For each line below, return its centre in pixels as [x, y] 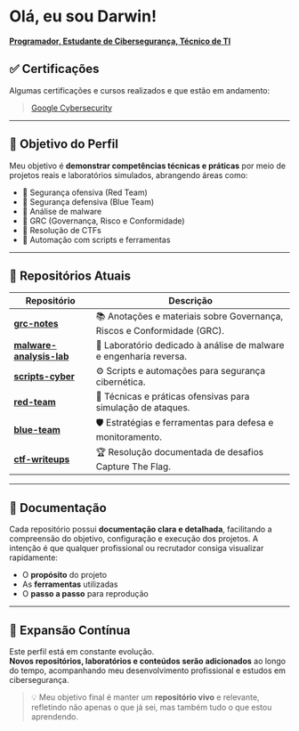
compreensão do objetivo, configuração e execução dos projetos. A [134, 539]
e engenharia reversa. [141, 356]
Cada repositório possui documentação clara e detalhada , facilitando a [141, 529]
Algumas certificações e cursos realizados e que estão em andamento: [140, 90]
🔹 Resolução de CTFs [62, 230]
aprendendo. [54, 717]
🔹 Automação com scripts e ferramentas [96, 240]
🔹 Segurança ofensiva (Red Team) [85, 192]
